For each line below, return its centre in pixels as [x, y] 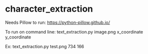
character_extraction [49, 9]
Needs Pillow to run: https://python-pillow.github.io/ [57, 22]
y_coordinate [18, 37]
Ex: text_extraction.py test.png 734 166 [45, 46]
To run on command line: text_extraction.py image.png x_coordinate [74, 32]
